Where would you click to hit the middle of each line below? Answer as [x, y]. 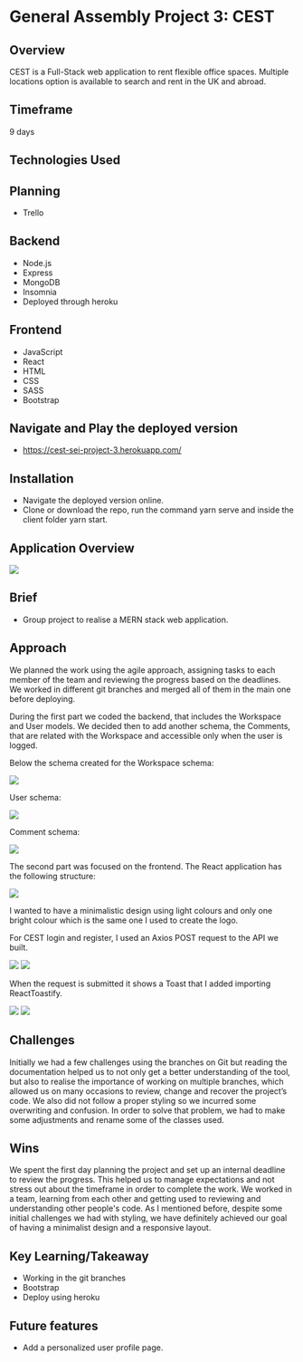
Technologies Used [65, 160]
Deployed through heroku [70, 302]
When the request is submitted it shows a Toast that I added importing [140, 983]
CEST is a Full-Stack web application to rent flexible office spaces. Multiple [149, 72]
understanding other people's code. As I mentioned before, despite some [146, 1209]
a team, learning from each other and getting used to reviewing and [135, 1199]
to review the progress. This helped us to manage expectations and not [142, 1180]
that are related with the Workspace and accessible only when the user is [146, 735]
